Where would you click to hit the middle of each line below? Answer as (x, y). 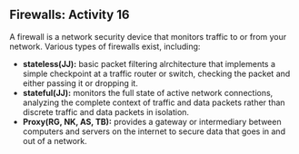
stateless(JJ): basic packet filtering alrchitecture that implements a (149, 63)
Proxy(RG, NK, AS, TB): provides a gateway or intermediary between (152, 121)
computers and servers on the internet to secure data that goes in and (154, 131)
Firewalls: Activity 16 (70, 15)
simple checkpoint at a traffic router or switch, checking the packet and (156, 73)
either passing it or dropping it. (80, 83)
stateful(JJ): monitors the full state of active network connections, (148, 92)
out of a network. (55, 140)
